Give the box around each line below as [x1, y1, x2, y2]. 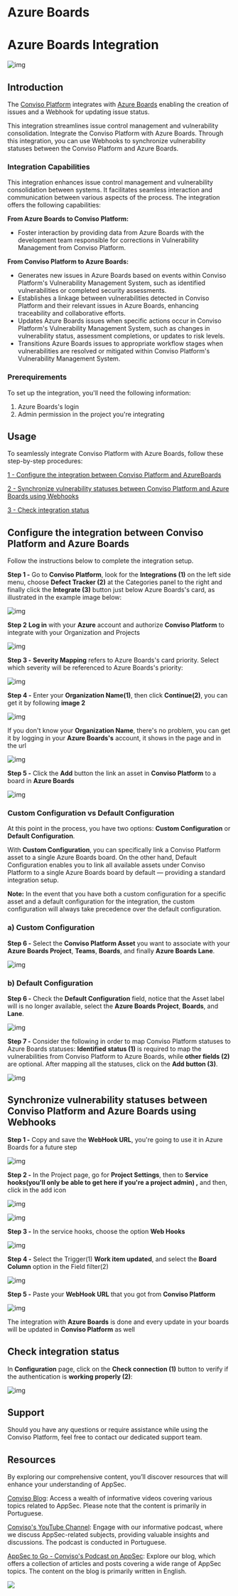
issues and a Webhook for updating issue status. [7, 108, 151, 116]
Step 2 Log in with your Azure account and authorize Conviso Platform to [7, 621, 225, 629]
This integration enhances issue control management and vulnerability [7, 178, 213, 187]
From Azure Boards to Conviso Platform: [7, 214, 129, 223]
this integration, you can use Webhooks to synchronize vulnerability [7, 136, 206, 145]
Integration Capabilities [7, 162, 90, 172]
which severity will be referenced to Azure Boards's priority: [7, 663, 183, 672]
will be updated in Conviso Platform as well [7, 1325, 135, 1333]
